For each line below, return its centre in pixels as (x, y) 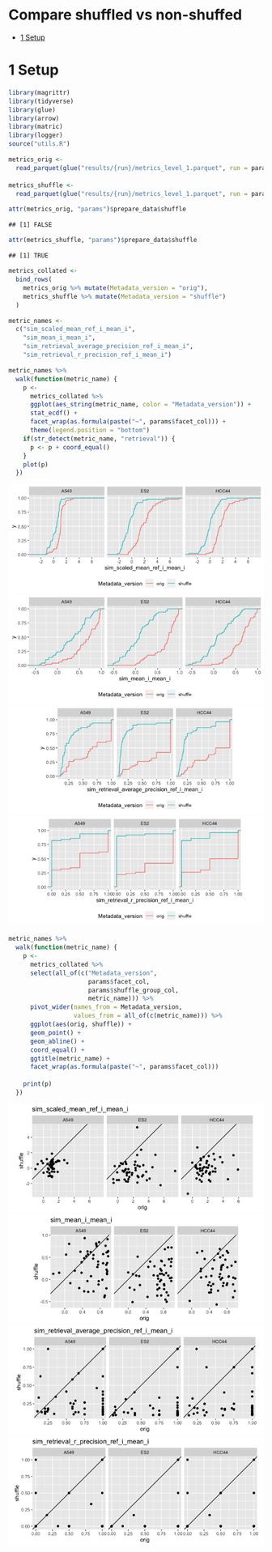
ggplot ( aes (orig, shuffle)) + (81, 1024)
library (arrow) (34, 118)
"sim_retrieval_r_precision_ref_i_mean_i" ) (98, 355)
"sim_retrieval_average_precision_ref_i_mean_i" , (108, 347)
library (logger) (36, 135)
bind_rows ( (34, 279)
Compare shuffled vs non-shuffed (125, 15)
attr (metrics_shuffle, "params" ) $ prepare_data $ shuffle (103, 240)
